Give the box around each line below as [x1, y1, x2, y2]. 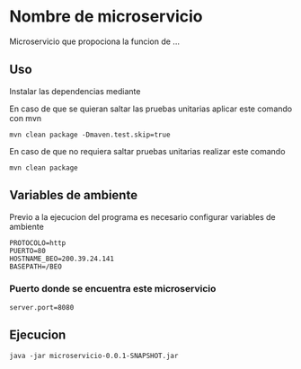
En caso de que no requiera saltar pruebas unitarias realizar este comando [9, 145, 286, 156]
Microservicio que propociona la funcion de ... [9, 36, 180, 47]
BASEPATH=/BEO [9, 262, 63, 271]
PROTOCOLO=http [9, 238, 66, 248]
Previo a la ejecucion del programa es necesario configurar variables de [9, 211, 276, 222]
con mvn [9, 112, 42, 123]
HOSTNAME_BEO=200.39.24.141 [9, 254, 115, 263]
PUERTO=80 [9, 246, 47, 255]
